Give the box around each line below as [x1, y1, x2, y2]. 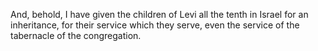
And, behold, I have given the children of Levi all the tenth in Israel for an [10, 9, 309, 20]
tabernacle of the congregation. [10, 30, 142, 41]
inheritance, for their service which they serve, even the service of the [10, 19, 300, 31]
